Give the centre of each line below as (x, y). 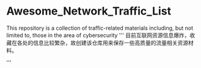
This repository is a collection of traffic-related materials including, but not (100, 28)
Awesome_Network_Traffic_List (89, 11)
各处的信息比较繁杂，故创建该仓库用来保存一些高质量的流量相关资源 (102, 42)
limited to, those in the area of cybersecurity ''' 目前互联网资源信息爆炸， (98, 35)
